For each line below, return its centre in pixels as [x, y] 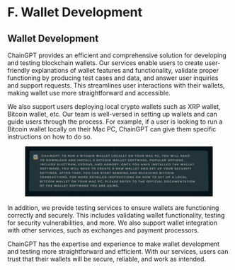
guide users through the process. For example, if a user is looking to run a [115, 122]
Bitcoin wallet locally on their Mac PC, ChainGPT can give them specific [112, 129]
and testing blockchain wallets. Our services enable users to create [105, 63]
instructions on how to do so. [50, 136]
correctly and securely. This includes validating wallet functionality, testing [116, 215]
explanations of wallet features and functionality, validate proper [125, 70]
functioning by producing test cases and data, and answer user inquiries [113, 78]
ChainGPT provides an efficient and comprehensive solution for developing [117, 55]
